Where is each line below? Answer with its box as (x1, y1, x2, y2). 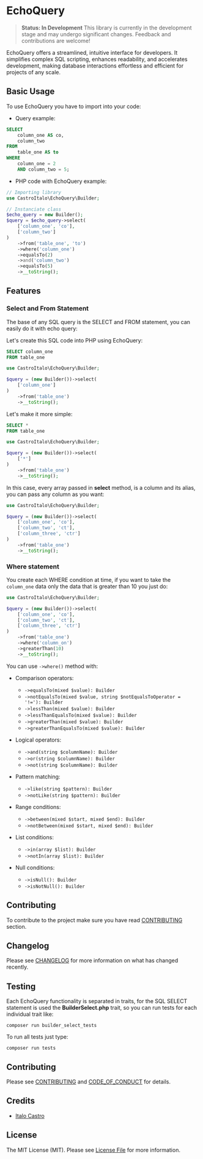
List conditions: (15, 833, 54, 841)
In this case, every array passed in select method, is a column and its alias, (6, 484, 196, 491)
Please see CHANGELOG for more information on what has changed (6, 957, 179, 964)
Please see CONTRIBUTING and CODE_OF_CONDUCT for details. (6, 1078, 171, 1085)
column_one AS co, (17, 132, 64, 138)
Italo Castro (15, 1112, 45, 1119)
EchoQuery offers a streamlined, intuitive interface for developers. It (6, 48, 178, 56)
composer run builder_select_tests (6, 1023, 97, 1029)
